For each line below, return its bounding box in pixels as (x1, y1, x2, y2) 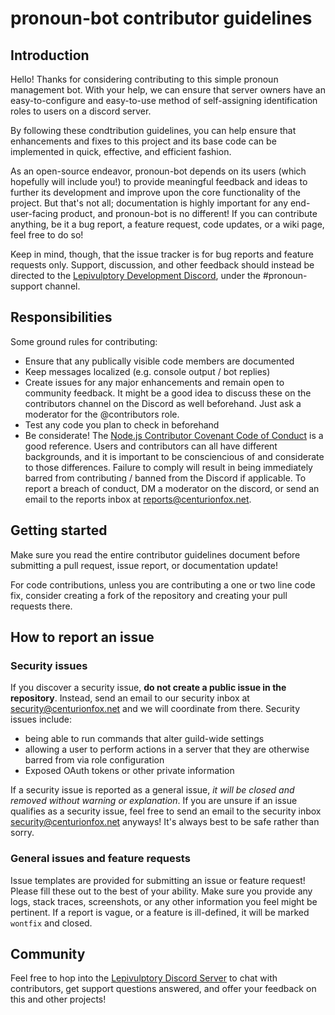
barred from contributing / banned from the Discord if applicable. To (24, 472, 307, 484)
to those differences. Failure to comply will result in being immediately (24, 461, 313, 473)
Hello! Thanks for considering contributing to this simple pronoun (10, 73, 279, 85)
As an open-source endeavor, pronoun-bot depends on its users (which (10, 165, 307, 177)
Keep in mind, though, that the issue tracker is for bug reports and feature (10, 248, 314, 260)
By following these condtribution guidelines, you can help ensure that (10, 125, 297, 136)
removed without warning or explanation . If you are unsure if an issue (10, 795, 298, 807)
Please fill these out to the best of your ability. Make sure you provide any (10, 885, 313, 897)
